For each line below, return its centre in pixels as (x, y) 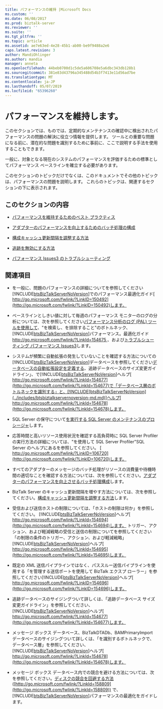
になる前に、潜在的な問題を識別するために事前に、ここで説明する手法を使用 (81, 143)
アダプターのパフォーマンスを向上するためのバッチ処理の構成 (74, 228)
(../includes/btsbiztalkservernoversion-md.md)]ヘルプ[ (66, 397)
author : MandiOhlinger (28, 55)
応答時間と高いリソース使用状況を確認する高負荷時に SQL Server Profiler (85, 436)
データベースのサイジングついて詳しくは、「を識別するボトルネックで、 (83, 639)
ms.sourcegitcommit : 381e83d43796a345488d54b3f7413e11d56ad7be (70, 73)
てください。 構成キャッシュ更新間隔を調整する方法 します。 (71, 498)
